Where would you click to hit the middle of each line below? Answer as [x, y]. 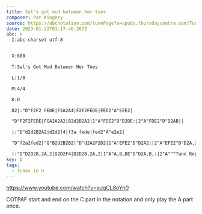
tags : [13, 165]
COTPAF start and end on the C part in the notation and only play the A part [100, 200]
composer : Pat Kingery [35, 17]
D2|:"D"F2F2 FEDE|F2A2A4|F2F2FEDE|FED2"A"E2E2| [72, 110]
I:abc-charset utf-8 [37, 40]
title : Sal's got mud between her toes [56, 12]
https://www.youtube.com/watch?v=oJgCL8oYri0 [68, 188]
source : [16, 23]
